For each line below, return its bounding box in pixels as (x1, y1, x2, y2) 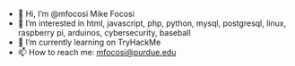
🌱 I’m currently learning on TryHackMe (17, 37, 161, 47)
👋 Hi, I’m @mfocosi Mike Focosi (17, 9, 134, 19)
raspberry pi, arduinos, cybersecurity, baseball (17, 28, 191, 37)
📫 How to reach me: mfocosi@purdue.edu (17, 47, 177, 57)
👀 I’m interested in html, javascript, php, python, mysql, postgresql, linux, (17, 18, 287, 29)
